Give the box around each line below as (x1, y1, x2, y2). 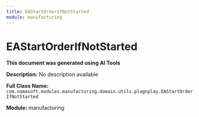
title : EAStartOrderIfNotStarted (6, 8, 89, 15)
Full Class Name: (6, 83, 49, 90)
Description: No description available (6, 71, 98, 78)
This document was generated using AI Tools (6, 59, 121, 67)
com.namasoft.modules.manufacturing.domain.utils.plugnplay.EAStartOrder (6, 88, 194, 95)
